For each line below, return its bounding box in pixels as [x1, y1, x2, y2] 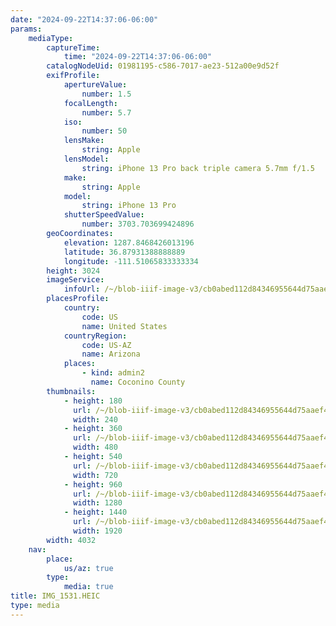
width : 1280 [73, 498, 123, 508]
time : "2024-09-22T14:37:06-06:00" [63, 52, 213, 62]
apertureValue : [63, 80, 128, 90]
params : [10, 24, 43, 34]
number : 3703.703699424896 [81, 219, 195, 230]
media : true [63, 582, 114, 592]
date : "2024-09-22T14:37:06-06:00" [10, 14, 159, 25]
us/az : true [63, 563, 114, 573]
